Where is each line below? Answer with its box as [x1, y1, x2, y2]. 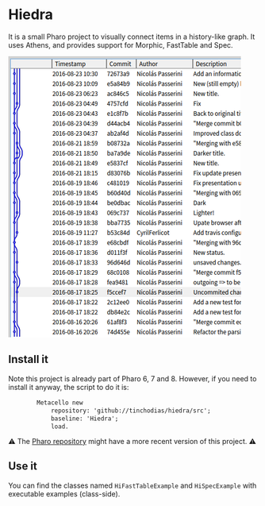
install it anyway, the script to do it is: [8, 382, 129, 392]
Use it [8, 459, 37, 473]
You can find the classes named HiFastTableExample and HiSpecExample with [8, 481, 257, 490]
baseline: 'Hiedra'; [50, 415, 119, 423]
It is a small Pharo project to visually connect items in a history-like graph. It [8, 32, 255, 41]
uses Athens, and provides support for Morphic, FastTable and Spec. [8, 40, 233, 49]
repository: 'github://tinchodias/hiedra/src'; [50, 407, 212, 415]
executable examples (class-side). [8, 489, 121, 498]
